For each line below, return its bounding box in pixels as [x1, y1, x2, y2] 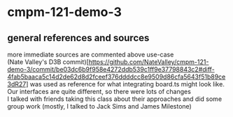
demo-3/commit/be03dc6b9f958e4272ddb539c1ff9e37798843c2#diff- [7, 65, 215, 73]
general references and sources [7, 32, 150, 44]
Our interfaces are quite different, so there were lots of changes [7, 88, 191, 95]
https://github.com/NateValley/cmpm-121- [88, 58, 209, 66]
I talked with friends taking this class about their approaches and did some [7, 95, 223, 103]
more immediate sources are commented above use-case [7, 50, 174, 58]
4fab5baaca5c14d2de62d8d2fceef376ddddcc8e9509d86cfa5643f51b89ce [7, 72, 226, 81]
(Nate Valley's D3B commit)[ [7, 58, 89, 66]
